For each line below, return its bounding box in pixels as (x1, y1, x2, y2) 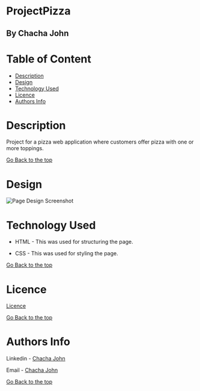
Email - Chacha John (6, 366, 58, 374)
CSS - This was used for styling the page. (14, 250, 118, 257)
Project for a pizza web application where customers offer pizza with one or (6, 138, 194, 145)
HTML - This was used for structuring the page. (14, 238, 133, 246)
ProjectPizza (6, 4, 71, 18)
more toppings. (6, 145, 44, 152)
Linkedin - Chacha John (6, 355, 66, 362)
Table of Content (6, 52, 92, 65)
